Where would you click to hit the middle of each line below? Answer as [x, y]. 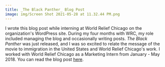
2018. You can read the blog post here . [44, 59]
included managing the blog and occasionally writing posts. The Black [76, 38]
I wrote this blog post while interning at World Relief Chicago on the [74, 28]
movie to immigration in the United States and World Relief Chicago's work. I [82, 49]
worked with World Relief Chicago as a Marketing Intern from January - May [82, 54]
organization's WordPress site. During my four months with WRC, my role [79, 33]
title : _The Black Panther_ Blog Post [45, 10]
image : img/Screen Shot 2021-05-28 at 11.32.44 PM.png [63, 14]
